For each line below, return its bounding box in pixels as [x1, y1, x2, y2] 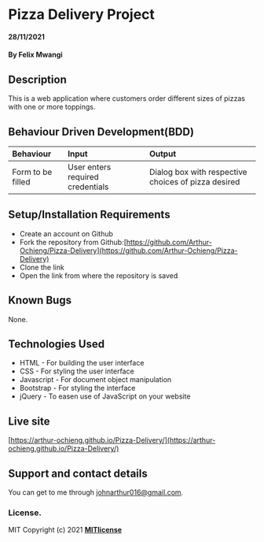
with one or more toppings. [8, 102, 96, 112]
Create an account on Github [19, 228, 114, 238]
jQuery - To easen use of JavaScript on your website [19, 392, 191, 401]
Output [148, 148, 177, 159]
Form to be [12, 167, 53, 177]
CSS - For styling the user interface [19, 366, 135, 376]
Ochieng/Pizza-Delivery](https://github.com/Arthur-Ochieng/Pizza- [19, 246, 238, 255]
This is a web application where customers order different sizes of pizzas [8, 94, 246, 103]
